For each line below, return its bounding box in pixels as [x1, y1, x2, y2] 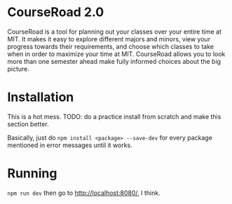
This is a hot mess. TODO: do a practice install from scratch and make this [7, 112, 221, 121]
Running [7, 165, 57, 182]
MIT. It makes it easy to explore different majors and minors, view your [7, 34, 211, 43]
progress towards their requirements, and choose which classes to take [7, 42, 214, 50]
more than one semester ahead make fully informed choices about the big [7, 57, 221, 65]
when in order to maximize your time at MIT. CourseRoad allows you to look [7, 50, 226, 58]
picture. [7, 64, 30, 73]
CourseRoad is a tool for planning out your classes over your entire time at [7, 27, 222, 36]
